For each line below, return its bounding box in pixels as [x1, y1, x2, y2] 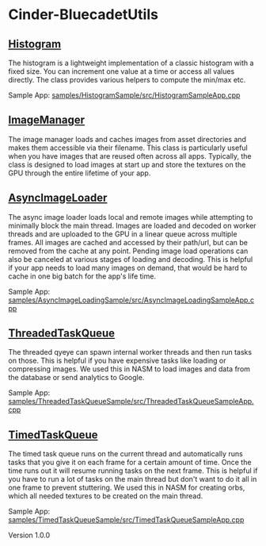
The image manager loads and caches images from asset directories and [8, 134, 247, 144]
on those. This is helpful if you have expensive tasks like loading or [8, 356, 227, 366]
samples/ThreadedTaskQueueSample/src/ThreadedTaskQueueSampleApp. [8, 397, 255, 406]
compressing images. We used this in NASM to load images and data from [8, 364, 251, 374]
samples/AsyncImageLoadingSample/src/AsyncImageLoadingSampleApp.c [8, 295, 255, 305]
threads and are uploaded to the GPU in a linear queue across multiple [8, 229, 237, 239]
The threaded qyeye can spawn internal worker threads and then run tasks [8, 348, 252, 357]
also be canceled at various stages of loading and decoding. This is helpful [8, 254, 253, 263]
